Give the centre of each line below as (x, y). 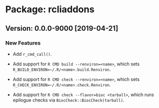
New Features (23, 43)
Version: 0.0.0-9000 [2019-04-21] (62, 28)
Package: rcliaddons (50, 9)
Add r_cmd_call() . (32, 54)
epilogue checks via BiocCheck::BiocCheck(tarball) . (68, 100)
